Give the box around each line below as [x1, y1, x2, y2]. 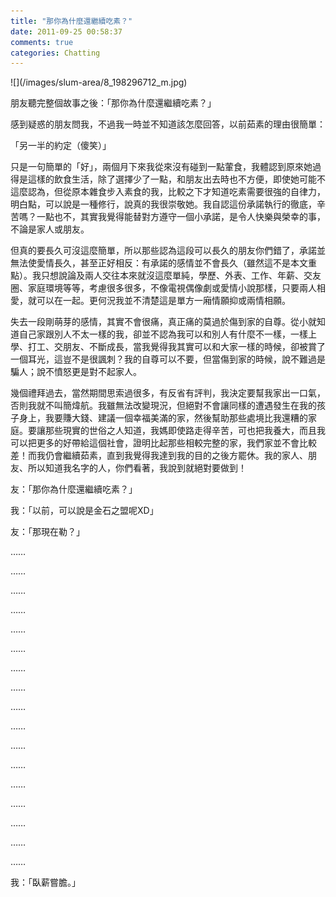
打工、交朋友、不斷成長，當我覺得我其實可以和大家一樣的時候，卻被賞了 [27, 341, 326, 353]
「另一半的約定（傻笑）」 [10, 140, 112, 152]
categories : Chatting [10, 48, 101, 58]
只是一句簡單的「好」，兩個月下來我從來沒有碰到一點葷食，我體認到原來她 [10, 161, 313, 173]
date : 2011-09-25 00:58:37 [10, 26, 123, 37]
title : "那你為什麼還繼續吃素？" [10, 16, 133, 26]
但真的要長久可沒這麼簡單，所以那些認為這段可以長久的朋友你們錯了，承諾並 [10, 245, 326, 257]
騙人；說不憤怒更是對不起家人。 [10, 366, 142, 378]
